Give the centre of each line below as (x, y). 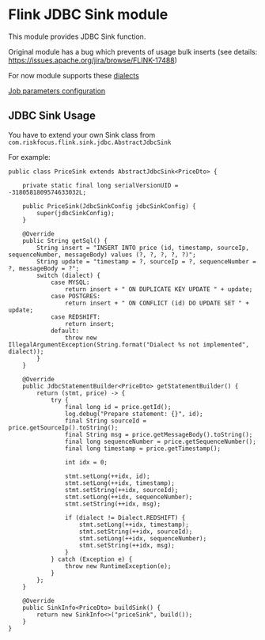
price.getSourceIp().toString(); (63, 428)
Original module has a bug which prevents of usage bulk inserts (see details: (133, 51)
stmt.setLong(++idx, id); (107, 476)
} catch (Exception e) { (91, 559)
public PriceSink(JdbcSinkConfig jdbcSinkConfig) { (109, 206)
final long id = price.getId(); (118, 407)
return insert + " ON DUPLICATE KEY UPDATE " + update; (159, 289)
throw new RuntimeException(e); (118, 566)
